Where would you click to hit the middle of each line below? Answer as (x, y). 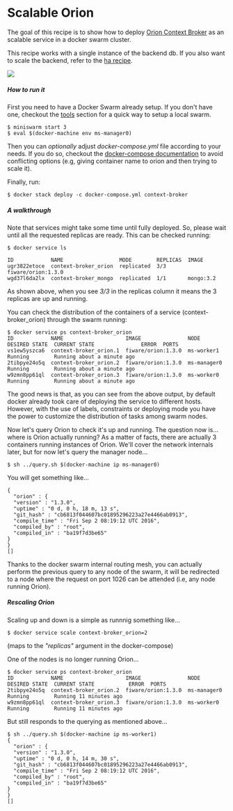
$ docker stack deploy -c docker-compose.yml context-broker (98, 194)
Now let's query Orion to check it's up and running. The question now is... (113, 429)
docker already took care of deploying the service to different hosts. (105, 401)
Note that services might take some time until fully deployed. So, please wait (117, 227)
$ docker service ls (37, 248)
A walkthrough (29, 210)
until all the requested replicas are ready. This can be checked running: (109, 235)
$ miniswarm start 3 (37, 127)
